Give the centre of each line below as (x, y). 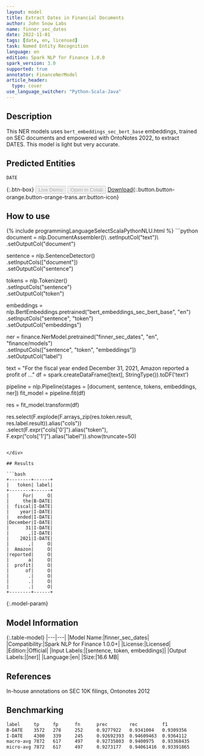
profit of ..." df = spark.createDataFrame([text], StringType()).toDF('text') (98, 375)
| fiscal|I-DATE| (30, 507)
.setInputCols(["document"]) (42, 262)
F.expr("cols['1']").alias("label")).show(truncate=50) (71, 436)
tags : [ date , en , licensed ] (42, 40)
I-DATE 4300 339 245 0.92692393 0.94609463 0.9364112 (97, 736)
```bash (16, 474)
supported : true (27, 69)
